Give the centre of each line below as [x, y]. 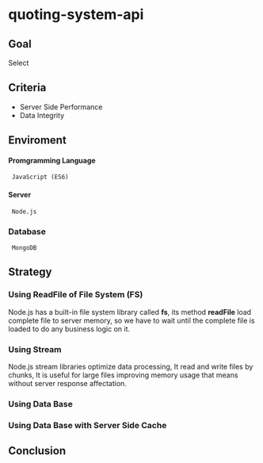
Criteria [27, 88]
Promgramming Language [52, 160]
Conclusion [37, 451]
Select [19, 63]
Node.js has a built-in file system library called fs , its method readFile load [130, 312]
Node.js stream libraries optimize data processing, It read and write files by [131, 366]
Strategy [30, 272]
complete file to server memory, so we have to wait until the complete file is [131, 320]
